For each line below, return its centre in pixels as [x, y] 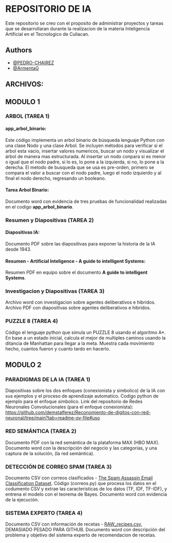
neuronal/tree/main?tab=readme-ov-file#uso [53, 418]
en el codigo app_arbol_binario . [39, 207]
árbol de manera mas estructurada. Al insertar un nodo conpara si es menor [85, 156]
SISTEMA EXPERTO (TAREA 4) [44, 513]
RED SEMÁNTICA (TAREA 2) [41, 431]
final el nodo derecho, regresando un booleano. [56, 178]
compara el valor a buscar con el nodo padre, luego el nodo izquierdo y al [83, 173]
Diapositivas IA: [23, 232]
